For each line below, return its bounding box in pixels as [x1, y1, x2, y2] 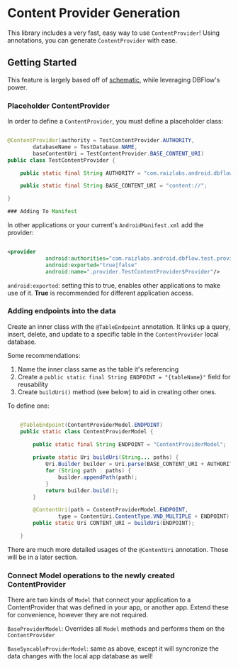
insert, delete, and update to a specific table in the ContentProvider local [7, 330, 219, 338]
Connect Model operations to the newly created [7, 570, 175, 580]
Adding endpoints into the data [7, 306, 116, 316]
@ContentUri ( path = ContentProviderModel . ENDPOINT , [33, 506, 189, 514]
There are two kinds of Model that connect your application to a [7, 595, 191, 604]
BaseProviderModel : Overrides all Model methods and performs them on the [7, 624, 225, 633]
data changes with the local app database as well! [7, 652, 154, 661]
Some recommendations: [7, 351, 81, 359]
